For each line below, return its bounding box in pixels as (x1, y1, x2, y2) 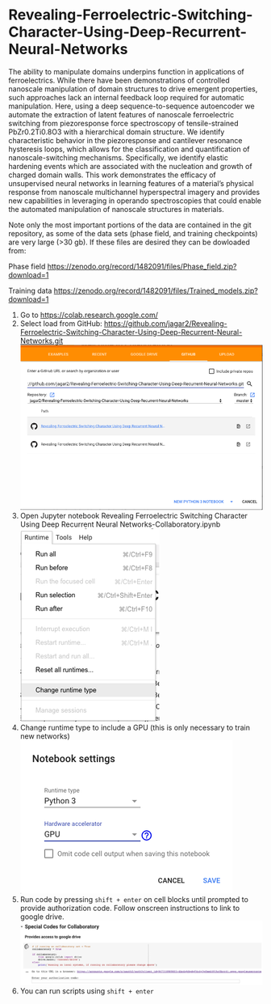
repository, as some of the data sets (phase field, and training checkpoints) (8, 228, 258, 238)
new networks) (19, 731, 70, 741)
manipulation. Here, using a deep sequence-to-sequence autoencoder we (8, 101, 256, 111)
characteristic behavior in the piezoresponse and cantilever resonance (8, 135, 243, 145)
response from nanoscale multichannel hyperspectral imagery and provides (8, 187, 261, 197)
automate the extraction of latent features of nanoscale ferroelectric (8, 109, 235, 119)
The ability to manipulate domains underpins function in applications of (8, 66, 244, 76)
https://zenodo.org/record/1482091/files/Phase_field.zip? (47, 261, 237, 271)
